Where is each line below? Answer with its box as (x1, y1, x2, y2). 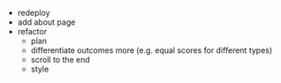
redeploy (17, 8, 50, 18)
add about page (17, 17, 76, 27)
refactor (17, 26, 47, 36)
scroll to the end (30, 55, 90, 64)
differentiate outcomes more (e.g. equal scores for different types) (30, 45, 273, 56)
